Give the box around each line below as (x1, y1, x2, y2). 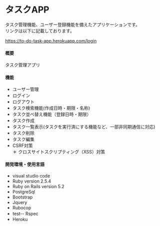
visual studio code (12, 172, 50, 178)
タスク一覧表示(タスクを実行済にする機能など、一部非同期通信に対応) (12, 124, 156, 130)
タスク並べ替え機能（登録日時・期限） (12, 111, 91, 117)
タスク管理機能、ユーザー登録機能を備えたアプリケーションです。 (5, 21, 141, 27)
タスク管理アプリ (5, 62, 40, 68)
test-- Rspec (12, 210, 39, 216)
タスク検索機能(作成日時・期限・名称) (12, 105, 91, 111)
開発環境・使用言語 (5, 161, 45, 167)
